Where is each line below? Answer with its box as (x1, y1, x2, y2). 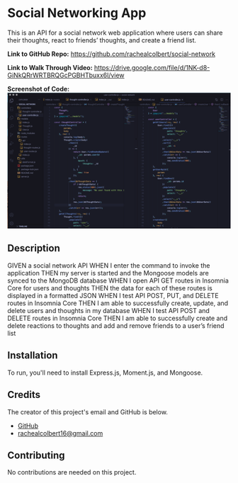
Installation (7, 349, 58, 362)
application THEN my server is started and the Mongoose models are (7, 268, 209, 277)
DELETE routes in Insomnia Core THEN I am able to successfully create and (7, 314, 228, 322)
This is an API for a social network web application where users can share (7, 28, 223, 37)
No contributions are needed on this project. (7, 468, 137, 477)
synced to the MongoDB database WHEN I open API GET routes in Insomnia (7, 276, 229, 285)
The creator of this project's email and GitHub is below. (7, 407, 169, 416)
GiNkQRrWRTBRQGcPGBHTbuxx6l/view (7, 71, 125, 79)
